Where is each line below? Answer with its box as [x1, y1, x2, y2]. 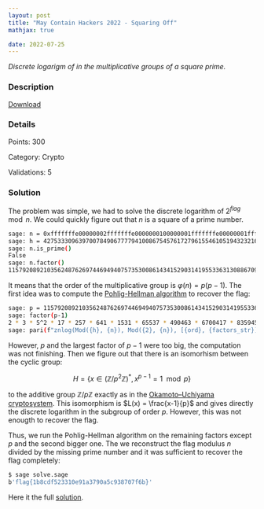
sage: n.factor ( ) [8, 259, 65, 267]
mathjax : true [8, 26, 55, 34]
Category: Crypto [8, 152, 64, 161]
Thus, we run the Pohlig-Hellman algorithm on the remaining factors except [8, 430, 252, 441]
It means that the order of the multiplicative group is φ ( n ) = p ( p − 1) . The [8, 281, 242, 290]
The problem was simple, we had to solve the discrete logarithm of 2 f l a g [8, 205, 241, 216]
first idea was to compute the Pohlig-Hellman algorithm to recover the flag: [8, 289, 251, 299]
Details [8, 119, 36, 130]
